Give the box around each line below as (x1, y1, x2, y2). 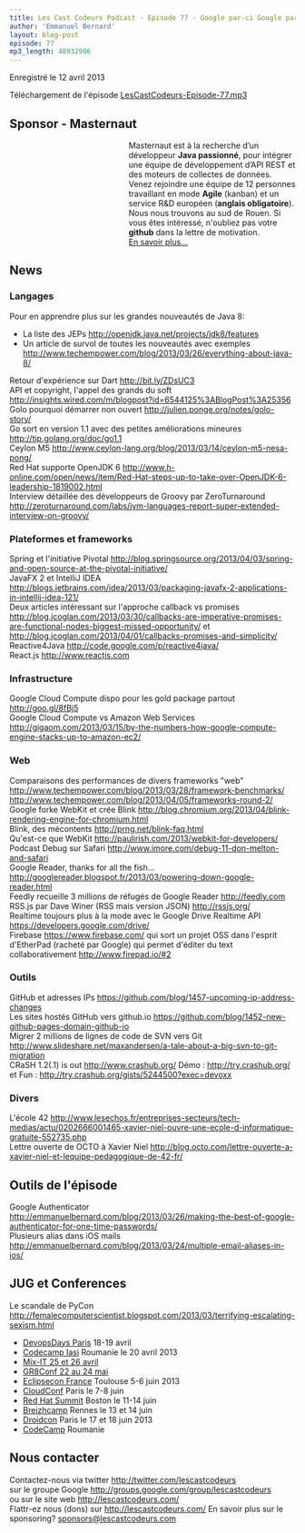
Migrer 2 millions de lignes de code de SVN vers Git (9, 1030, 202, 1041)
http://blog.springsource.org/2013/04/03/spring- (110, 553, 293, 564)
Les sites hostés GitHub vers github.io (9, 1011, 152, 1022)
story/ (9, 413, 32, 424)
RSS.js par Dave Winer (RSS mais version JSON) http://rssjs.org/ (9, 900, 251, 911)
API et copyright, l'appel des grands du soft (9, 384, 172, 395)
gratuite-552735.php (9, 1132, 87, 1142)
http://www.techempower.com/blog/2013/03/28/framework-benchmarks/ (9, 785, 285, 796)
